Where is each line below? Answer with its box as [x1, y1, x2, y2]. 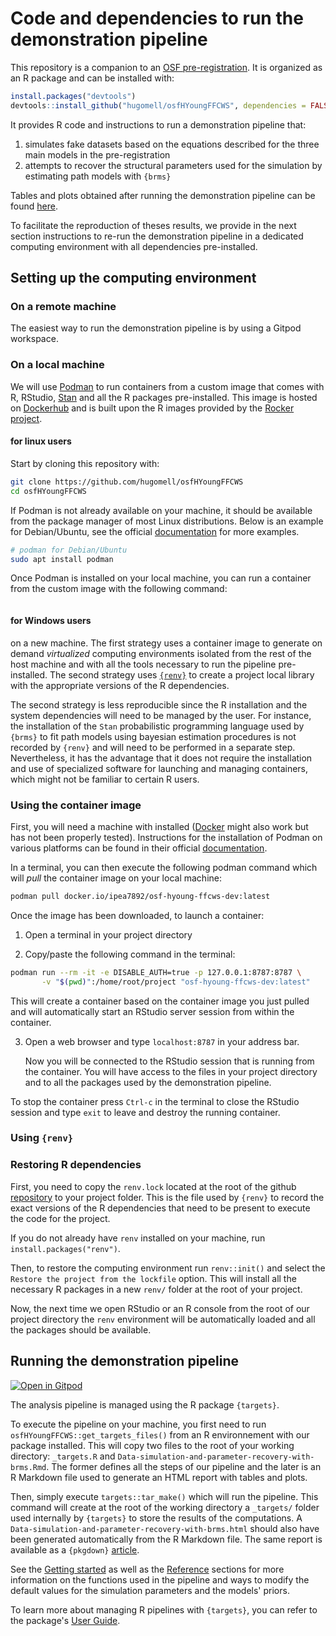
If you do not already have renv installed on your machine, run [10, 1232, 266, 1244]
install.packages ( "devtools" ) [10, 91, 137, 101]
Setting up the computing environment [10, 270, 257, 287]
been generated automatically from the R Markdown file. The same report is [10, 1533, 323, 1545]
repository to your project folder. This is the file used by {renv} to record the [10, 1191, 325, 1203]
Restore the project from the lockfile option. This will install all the [10, 1272, 297, 1284]
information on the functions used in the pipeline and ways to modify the [10, 1573, 310, 1586]
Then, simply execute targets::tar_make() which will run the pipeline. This [10, 1490, 319, 1502]
